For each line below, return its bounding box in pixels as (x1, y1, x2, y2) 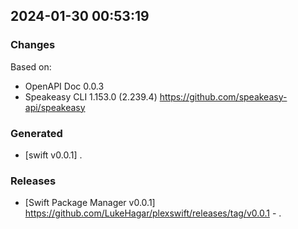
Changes (10, 38, 56, 52)
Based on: (10, 60, 52, 73)
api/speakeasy (24, 101, 86, 113)
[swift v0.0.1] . (24, 149, 83, 161)
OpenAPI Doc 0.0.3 (24, 80, 105, 92)
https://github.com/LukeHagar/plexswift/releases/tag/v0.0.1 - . (24, 207, 282, 219)
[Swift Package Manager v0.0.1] (24, 197, 156, 209)
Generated (10, 126, 63, 140)
